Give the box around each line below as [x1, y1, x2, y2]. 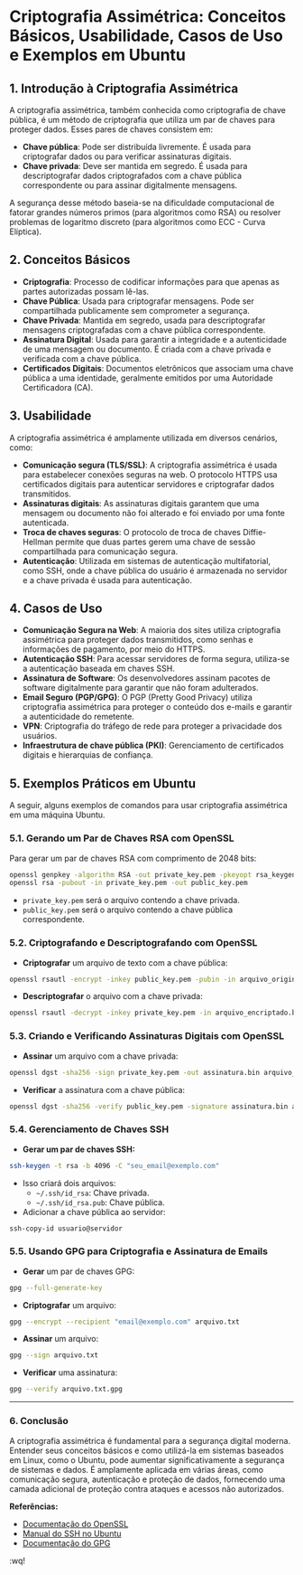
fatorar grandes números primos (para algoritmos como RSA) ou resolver [9, 207, 281, 218]
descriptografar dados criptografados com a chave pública [22, 170, 242, 181]
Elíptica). [9, 226, 42, 237]
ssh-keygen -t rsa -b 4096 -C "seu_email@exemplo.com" [9, 1161, 220, 1170]
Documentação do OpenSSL [22, 1518, 129, 1529]
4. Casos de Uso [9, 601, 103, 617]
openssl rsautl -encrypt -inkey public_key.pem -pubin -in [9, 975, 236, 984]
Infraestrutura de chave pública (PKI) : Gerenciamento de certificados [22, 740, 284, 751]
